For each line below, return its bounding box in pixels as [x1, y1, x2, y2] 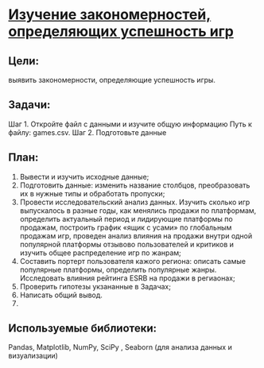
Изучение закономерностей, [8, 6, 212, 24]
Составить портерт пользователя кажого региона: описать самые [19, 256, 247, 265]
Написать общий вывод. [19, 290, 103, 300]
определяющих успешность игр [8, 22, 235, 41]
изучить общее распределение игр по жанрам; [19, 248, 181, 258]
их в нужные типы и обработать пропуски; [19, 188, 165, 198]
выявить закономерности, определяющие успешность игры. [8, 76, 216, 84]
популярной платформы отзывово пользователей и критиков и [19, 239, 235, 249]
